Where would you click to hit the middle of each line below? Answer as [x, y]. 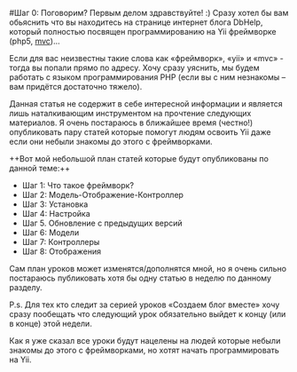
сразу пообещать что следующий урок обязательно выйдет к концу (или [148, 314]
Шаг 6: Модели [51, 233]
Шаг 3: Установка [55, 204]
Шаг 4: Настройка [56, 214]
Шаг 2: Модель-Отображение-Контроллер [103, 195]
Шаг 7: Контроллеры [61, 242]
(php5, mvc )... [35, 41]
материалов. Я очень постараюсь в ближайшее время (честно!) [131, 123]
